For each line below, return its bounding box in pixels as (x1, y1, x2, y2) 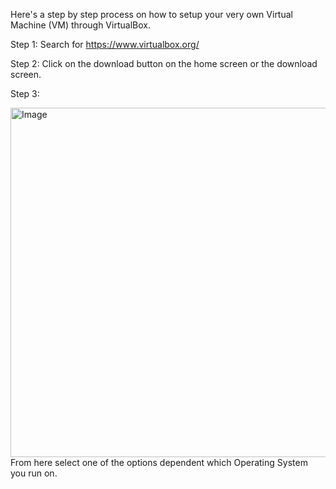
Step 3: (10, 88, 40, 99)
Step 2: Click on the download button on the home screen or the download (10, 58, 318, 69)
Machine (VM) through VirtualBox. (10, 19, 151, 31)
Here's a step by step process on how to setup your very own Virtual (10, 9, 293, 20)
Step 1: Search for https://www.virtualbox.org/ (10, 39, 200, 50)
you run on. (10, 467, 58, 479)
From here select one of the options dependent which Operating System (10, 457, 308, 468)
